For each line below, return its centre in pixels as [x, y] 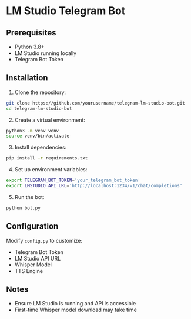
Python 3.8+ [30, 47]
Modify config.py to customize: [44, 240]
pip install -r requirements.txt [47, 158]
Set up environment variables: [51, 170]
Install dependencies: [41, 147]
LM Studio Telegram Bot [66, 11]
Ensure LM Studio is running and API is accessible [75, 304]
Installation [27, 78]
